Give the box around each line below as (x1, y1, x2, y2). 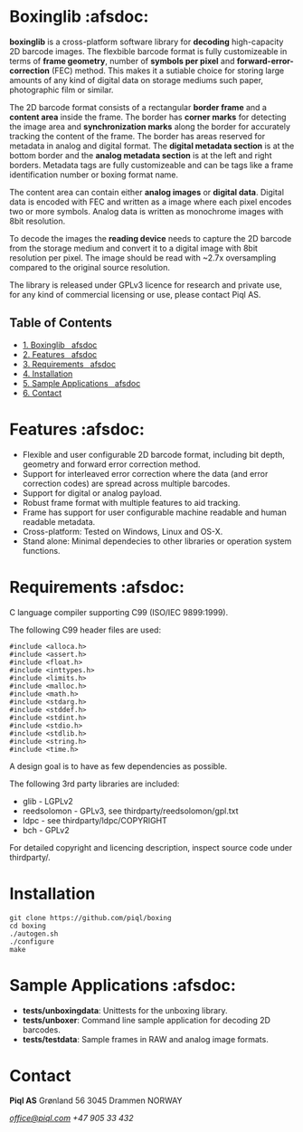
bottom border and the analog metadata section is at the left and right (9, 149, 272, 160)
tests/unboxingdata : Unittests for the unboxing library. (22, 1004, 228, 1015)
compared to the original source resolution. (9, 262, 170, 272)
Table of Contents (9, 315, 113, 331)
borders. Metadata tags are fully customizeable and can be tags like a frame (9, 159, 294, 170)
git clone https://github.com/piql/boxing (9, 913, 172, 922)
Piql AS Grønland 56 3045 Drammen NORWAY (9, 1095, 183, 1106)
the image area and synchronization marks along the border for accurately (9, 120, 291, 132)
